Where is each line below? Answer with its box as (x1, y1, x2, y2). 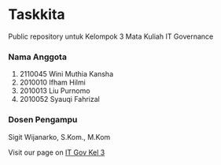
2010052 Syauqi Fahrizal (19, 95, 100, 104)
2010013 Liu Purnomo (19, 86, 90, 96)
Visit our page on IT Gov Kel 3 (8, 148, 105, 157)
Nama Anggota (8, 51, 67, 62)
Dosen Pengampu (8, 114, 78, 126)
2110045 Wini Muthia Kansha (19, 69, 114, 79)
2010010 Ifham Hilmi (19, 77, 87, 88)
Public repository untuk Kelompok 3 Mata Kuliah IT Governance (8, 32, 214, 41)
